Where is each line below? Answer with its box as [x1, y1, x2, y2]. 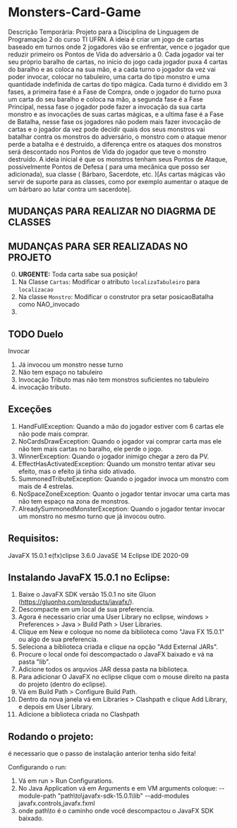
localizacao [18, 286, 54, 293]
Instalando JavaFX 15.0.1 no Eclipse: [8, 571, 170, 583]
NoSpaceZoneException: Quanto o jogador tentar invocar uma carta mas [18, 489, 230, 498]
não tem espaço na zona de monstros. [18, 497, 130, 505]
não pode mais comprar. [18, 430, 90, 438]
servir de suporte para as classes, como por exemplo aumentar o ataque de [8, 177, 229, 185]
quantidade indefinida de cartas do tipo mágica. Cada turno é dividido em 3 [8, 80, 228, 88]
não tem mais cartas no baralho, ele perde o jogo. [18, 444, 163, 453]
